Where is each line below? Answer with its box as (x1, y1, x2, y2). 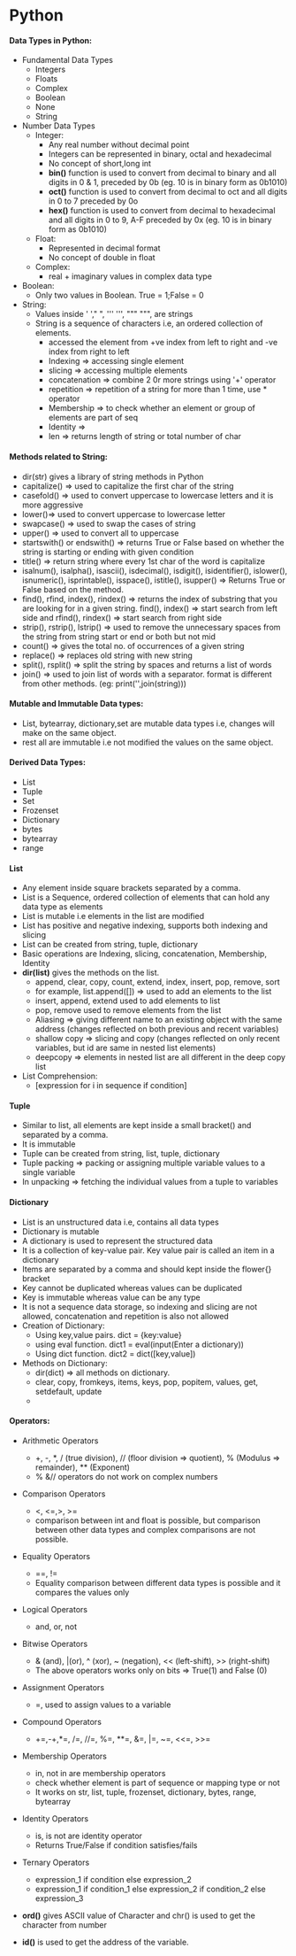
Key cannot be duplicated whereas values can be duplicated (21, 1282, 243, 1293)
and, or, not (34, 1621, 78, 1632)
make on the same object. (21, 727, 117, 738)
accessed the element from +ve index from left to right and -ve (48, 337, 278, 348)
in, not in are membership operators (34, 1767, 166, 1778)
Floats (34, 73, 58, 84)
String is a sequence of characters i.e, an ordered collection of (34, 318, 263, 329)
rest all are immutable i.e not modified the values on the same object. (21, 737, 274, 747)
